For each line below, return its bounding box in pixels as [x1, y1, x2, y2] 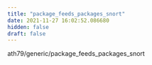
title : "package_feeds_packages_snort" [7, 10, 126, 18]
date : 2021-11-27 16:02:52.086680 [7, 17, 110, 24]
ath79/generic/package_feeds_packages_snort [7, 49, 146, 58]
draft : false [7, 30, 46, 37]
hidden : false [7, 23, 50, 30]
